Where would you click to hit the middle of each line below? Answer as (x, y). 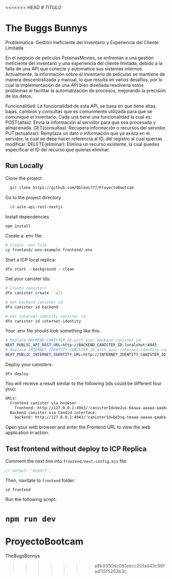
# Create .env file (26, 245)
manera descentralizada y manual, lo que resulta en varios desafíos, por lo (84, 80)
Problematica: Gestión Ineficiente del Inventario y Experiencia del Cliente (82, 42)
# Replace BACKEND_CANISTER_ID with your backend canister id (73, 340)
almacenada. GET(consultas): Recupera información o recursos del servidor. (86, 127)
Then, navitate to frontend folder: (40, 480)
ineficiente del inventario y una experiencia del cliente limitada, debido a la (84, 63)
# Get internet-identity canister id (46, 316)
